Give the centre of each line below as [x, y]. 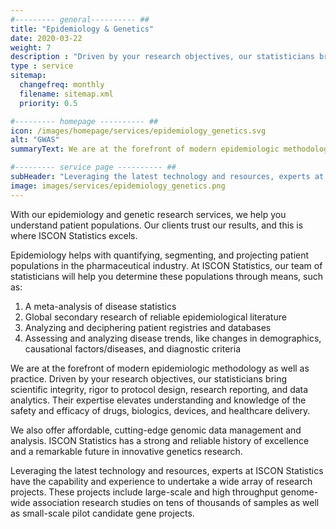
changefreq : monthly [62, 85]
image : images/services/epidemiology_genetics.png [118, 186]
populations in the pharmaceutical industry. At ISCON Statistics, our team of [166, 265]
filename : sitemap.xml [66, 94]
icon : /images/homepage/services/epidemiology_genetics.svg [138, 131]
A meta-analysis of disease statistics [100, 306]
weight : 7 [31, 47]
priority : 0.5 [48, 103]
